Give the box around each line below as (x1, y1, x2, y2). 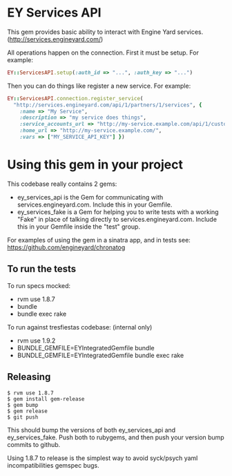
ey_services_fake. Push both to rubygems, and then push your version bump (7, 433, 224, 441)
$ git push (7, 413, 39, 421)
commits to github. (7, 440, 61, 448)
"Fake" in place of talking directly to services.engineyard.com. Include (17, 215, 217, 223)
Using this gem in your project (7, 157, 183, 173)
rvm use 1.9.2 (17, 336, 56, 345)
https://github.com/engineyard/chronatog (7, 243, 126, 251)
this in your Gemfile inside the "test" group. (17, 222, 140, 231)
